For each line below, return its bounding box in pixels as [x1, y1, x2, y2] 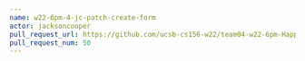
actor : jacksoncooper [9, 22, 92, 30]
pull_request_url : [9, 30, 79, 39]
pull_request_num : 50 [9, 38, 92, 48]
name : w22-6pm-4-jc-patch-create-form [9, 13, 156, 22]
